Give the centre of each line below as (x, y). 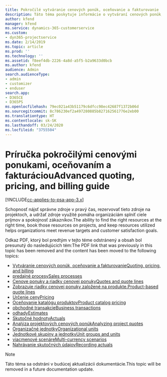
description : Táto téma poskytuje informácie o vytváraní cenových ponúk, (84, 14)
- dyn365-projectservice (31, 38)
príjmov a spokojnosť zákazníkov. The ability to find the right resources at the (83, 220)
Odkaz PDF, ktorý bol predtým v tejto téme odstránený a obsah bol (74, 240)
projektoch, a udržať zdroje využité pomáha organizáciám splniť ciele (76, 215)
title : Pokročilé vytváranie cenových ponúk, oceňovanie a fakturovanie (82, 10)
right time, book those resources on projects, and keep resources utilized (80, 225)
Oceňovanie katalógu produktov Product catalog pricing (69, 302)
